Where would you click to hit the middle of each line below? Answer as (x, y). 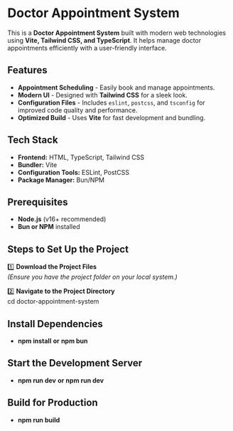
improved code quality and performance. (77, 110)
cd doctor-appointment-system (53, 302)
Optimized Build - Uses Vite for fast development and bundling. (112, 117)
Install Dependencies (55, 324)
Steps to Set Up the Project (68, 249)
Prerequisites (38, 202)
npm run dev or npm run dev (61, 380)
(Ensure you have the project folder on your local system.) (92, 277)
